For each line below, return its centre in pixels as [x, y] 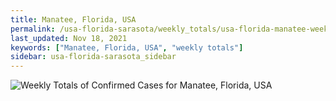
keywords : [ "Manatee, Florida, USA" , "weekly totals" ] [127, 47]
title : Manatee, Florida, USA [73, 19]
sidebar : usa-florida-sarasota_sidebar [93, 57]
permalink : [33, 29]
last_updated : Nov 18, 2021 [69, 38]
